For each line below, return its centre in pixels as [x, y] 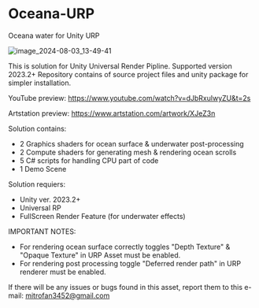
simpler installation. [40, 83]
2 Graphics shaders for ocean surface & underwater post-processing [131, 143]
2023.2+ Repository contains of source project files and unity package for [128, 74]
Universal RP [40, 208]
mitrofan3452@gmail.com [67, 295]
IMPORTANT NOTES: [42, 231]
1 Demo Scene [43, 169]
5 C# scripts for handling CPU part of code [89, 160]
